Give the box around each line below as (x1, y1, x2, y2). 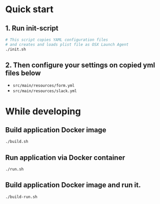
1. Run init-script (5, 24, 59, 33)
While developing (5, 105, 81, 117)
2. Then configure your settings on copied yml (5, 61, 155, 70)
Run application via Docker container (5, 153, 125, 162)
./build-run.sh (5, 194, 38, 199)
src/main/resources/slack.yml (12, 89, 77, 94)
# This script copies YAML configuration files (5, 37, 109, 42)
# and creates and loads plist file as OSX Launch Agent (5, 42, 129, 47)
